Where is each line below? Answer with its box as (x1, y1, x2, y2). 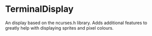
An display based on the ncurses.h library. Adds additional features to (5, 20, 148, 26)
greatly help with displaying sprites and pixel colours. (5, 25, 114, 31)
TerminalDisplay (5, 3, 74, 15)
